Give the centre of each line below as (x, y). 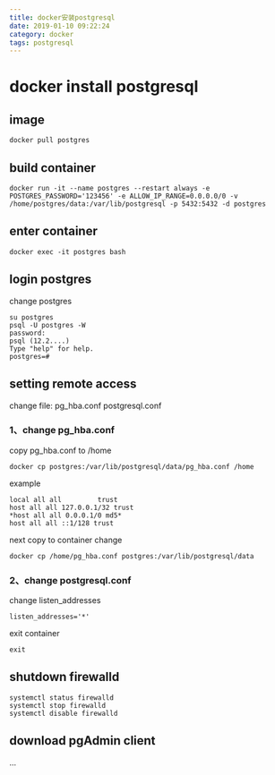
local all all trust (64, 499)
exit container (34, 634)
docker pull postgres (50, 141)
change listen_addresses (55, 600)
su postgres (31, 317)
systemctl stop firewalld (57, 705)
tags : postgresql (42, 43)
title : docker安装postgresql (62, 17)
